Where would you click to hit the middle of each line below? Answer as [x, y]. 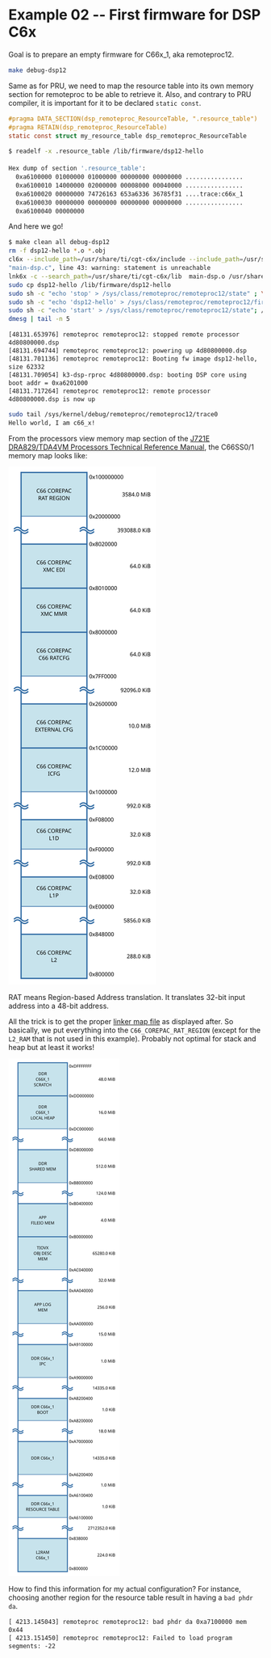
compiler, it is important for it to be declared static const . [105, 103]
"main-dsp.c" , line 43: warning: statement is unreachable [110, 268]
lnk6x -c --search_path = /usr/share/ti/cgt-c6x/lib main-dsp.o [117, 276]
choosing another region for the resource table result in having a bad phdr [131, 1597]
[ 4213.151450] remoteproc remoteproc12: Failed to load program [120, 1638]
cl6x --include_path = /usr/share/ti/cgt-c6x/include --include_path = [126, 259]
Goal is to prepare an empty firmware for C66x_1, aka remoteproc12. [121, 54]
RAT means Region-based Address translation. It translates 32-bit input [127, 997]
